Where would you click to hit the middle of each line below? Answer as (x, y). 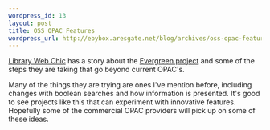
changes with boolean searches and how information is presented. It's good (134, 94)
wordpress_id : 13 (37, 16)
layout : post (30, 23)
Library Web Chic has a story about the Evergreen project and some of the (132, 61)
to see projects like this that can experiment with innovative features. (122, 102)
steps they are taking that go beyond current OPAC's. (96, 70)
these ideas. (29, 119)
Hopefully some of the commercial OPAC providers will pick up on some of (132, 111)
